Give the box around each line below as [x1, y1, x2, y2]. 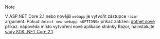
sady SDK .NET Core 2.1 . [5, 29, 54, 34]
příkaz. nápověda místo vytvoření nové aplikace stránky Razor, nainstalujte [5, 24, 155, 29]
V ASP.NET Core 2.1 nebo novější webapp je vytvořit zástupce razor [5, 13, 139, 19]
